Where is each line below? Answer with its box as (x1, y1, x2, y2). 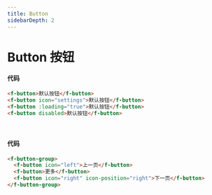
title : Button (7, 10, 49, 18)
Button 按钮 (7, 49, 75, 65)
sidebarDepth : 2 (7, 17, 55, 24)
